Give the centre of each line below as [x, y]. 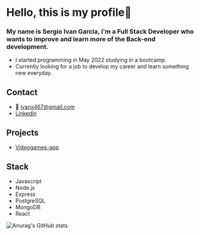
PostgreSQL [30, 200]
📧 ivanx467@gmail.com [45, 107]
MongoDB [28, 207]
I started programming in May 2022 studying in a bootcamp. [91, 60]
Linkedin [26, 114]
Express [25, 194]
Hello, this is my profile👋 [69, 13]
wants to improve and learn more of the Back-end [81, 39]
